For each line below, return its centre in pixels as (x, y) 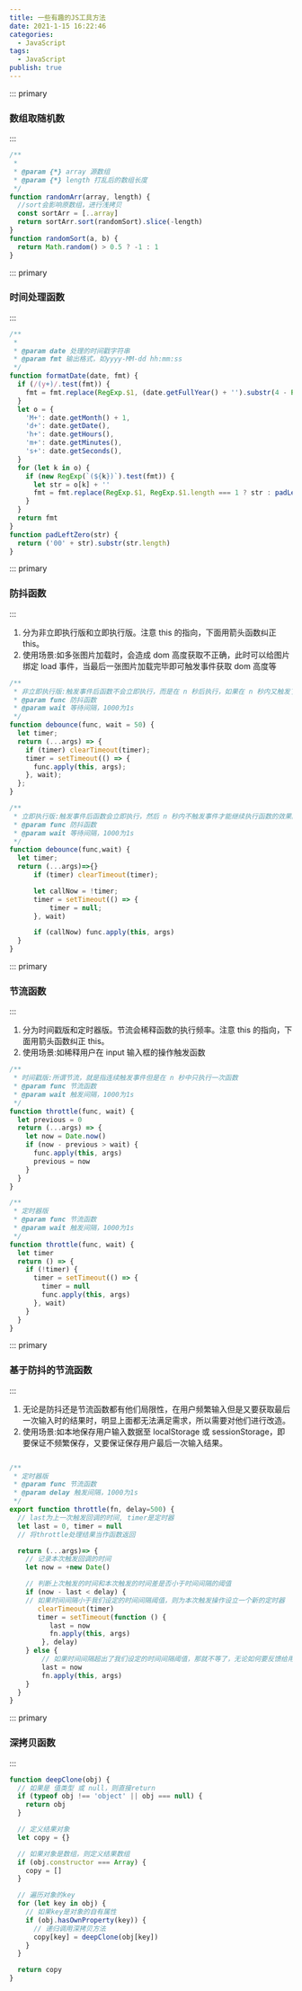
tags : (19, 51)
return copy (40, 1970)
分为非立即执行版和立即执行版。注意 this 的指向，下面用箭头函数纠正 (149, 632)
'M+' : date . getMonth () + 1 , (78, 418)
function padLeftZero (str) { (64, 535)
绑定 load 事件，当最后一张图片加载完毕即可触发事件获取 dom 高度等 (149, 665)
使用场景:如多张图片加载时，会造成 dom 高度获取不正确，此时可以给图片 (156, 655)
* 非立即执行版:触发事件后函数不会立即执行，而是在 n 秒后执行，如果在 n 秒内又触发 (151, 692)
